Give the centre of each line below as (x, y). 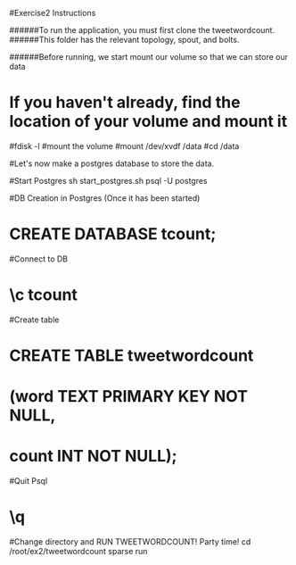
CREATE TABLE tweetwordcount (132, 355)
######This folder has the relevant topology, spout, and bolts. (124, 40)
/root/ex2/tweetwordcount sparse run (78, 552)
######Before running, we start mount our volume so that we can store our (148, 57)
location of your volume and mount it (148, 122)
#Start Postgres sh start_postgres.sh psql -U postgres (108, 180)
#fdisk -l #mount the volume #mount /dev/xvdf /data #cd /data (124, 145)
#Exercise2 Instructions (53, 13)
